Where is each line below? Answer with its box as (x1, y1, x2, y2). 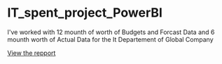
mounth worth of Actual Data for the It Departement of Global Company (7, 35, 214, 43)
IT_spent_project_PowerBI (7, 5, 163, 21)
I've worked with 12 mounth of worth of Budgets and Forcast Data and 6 (7, 28, 215, 36)
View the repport (7, 49, 56, 57)
